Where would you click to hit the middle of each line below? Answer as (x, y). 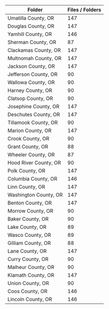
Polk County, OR (27, 171)
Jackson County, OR (31, 66)
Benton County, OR (30, 203)
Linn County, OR (26, 187)
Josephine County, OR (34, 107)
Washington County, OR (35, 195)
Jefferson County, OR (33, 74)
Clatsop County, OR (30, 98)
